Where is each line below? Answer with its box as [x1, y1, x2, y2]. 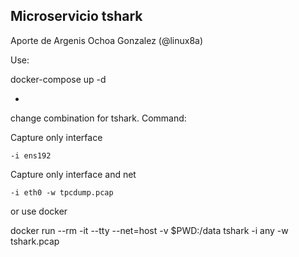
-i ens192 [10, 150, 52, 161]
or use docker [10, 205, 68, 217]
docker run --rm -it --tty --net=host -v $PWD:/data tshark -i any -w [10, 224, 289, 236]
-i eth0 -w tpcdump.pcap [10, 187, 114, 198]
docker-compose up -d [10, 73, 107, 85]
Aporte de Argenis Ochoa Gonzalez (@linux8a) [10, 34, 204, 46]
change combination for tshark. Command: [10, 112, 187, 124]
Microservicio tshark [10, 8, 143, 25]
